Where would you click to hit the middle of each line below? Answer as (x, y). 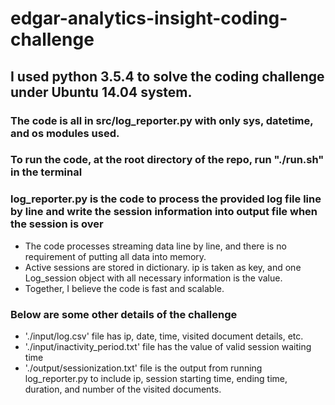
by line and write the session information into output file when (164, 212)
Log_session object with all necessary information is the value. (153, 278)
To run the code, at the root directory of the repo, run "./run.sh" (167, 160)
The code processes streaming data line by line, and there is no (155, 246)
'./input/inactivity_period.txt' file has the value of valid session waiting (168, 347)
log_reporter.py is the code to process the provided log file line (166, 199)
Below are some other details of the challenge (124, 314)
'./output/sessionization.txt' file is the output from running (143, 368)
